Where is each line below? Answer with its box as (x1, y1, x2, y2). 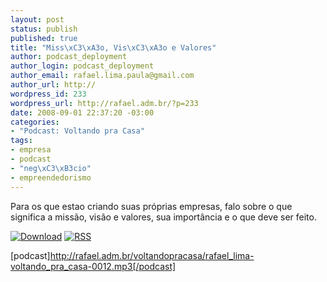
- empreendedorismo (10, 172, 92, 183)
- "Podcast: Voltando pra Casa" (10, 126, 145, 136)
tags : (10, 136, 33, 146)
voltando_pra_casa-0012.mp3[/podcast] (10, 260, 177, 272)
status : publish (10, 24, 78, 34)
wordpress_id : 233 (10, 89, 87, 99)
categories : (10, 117, 60, 127)
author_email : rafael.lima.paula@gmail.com (10, 71, 195, 81)
